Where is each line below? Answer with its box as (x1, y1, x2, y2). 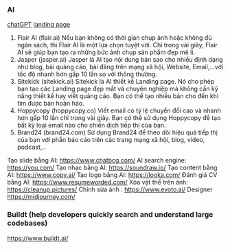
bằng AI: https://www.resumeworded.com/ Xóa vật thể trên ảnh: (7, 178, 189, 187)
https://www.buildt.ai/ (7, 234, 69, 242)
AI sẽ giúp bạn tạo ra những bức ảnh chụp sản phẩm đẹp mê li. (16, 48, 196, 56)
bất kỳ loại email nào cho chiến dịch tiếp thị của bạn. (16, 121, 166, 130)
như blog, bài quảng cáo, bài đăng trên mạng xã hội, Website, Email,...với (16, 63, 224, 71)
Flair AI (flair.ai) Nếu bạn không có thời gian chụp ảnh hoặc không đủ (16, 34, 212, 42)
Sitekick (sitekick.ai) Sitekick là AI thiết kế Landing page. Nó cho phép (16, 78, 215, 86)
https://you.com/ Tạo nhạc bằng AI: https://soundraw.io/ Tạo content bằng (7, 163, 218, 172)
